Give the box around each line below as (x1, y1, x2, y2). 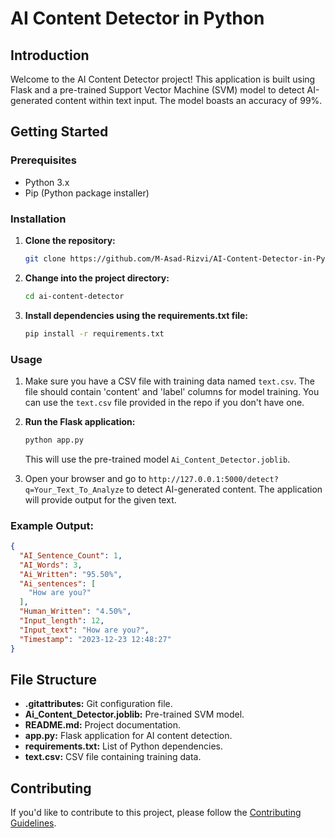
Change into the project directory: (24, 272, 170, 284)
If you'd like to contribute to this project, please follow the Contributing (10, 807, 302, 819)
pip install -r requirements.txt (24, 328, 165, 339)
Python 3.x (24, 176, 70, 188)
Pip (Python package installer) (24, 187, 150, 199)
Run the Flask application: (24, 415, 136, 427)
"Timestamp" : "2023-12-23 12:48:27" (19, 634, 172, 644)
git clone (24, 253, 67, 264)
